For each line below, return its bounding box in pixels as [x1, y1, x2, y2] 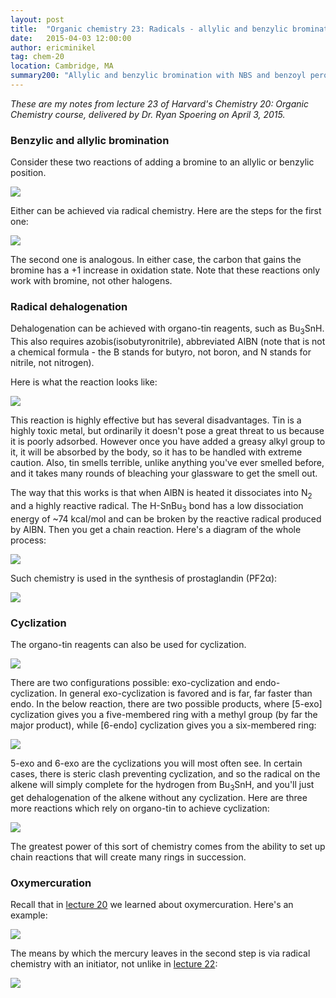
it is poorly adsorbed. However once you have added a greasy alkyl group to [10, 436, 326, 448]
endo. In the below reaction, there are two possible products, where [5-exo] [10, 698, 323, 710]
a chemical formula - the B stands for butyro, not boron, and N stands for [10, 346, 312, 358]
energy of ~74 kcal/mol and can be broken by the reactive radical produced [10, 512, 322, 525]
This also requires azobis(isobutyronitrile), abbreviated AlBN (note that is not [10, 336, 326, 348]
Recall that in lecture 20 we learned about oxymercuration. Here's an [10, 899, 294, 911]
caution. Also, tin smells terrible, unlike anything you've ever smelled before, [10, 457, 325, 469]
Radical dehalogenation [10, 300, 128, 314]
